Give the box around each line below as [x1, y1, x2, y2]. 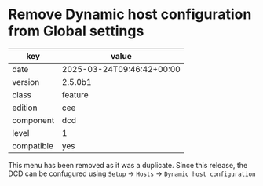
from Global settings [8, 22, 144, 40]
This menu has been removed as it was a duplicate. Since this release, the [8, 160, 248, 170]
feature [61, 89, 89, 100]
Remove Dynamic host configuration [8, 5, 252, 24]
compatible [12, 140, 53, 151]
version [12, 76, 40, 87]
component [12, 115, 55, 126]
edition [12, 102, 38, 113]
